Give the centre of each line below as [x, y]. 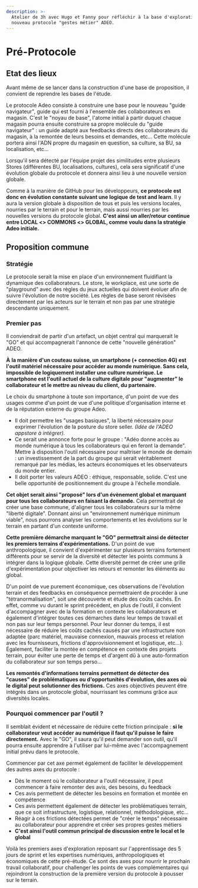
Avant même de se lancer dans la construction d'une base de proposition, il [98, 88]
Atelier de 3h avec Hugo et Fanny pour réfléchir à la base [87, 17]
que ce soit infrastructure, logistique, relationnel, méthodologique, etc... [102, 812]
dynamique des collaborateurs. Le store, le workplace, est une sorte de [93, 283]
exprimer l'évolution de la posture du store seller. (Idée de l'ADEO [94, 427]
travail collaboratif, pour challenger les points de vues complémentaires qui [97, 867]
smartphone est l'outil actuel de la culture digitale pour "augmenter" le [95, 379]
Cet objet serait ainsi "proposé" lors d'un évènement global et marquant [96, 495]
